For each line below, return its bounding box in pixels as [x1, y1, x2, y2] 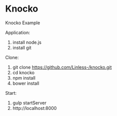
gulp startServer [12, 99, 47, 106]
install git [12, 44, 32, 50]
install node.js [12, 39, 42, 45]
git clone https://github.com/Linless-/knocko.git [12, 64, 112, 70]
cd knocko [12, 69, 35, 76]
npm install [12, 75, 36, 81]
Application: [5, 29, 30, 35]
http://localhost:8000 [12, 105, 57, 111]
